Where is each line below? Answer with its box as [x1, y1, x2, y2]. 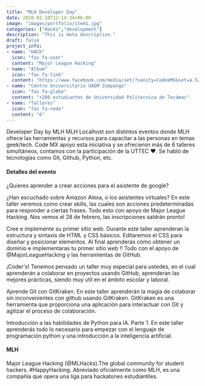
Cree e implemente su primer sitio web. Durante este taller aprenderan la [6, 225, 189, 232]
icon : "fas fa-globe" [12, 89, 67, 95]
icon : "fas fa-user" [12, 54, 64, 61]
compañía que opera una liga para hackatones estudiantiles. [6, 373, 158, 380]
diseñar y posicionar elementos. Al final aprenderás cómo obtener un [6, 238, 181, 245]
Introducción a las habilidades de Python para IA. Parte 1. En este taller [6, 319, 184, 326]
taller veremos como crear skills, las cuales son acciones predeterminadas [6, 200, 194, 207]
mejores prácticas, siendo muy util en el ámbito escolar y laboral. [6, 276, 170, 283]
